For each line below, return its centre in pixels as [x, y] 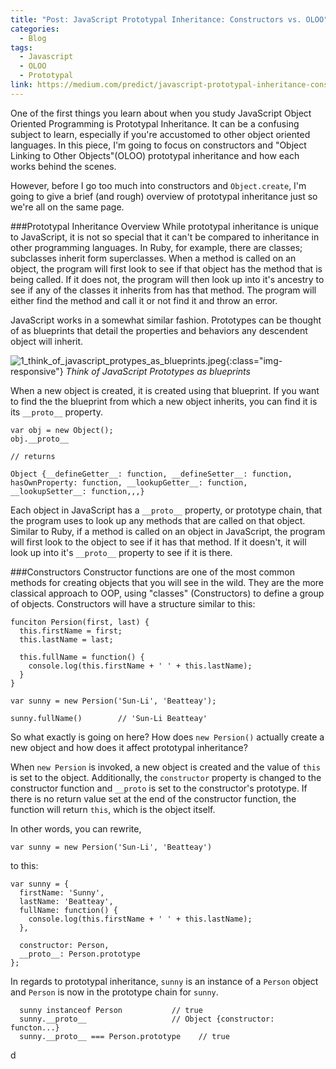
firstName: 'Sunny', [62, 892]
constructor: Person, [64, 945]
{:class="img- [254, 360]
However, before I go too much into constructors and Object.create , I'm [158, 185]
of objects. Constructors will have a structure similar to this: [133, 603]
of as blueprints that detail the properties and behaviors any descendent [159, 330]
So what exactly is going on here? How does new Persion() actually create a [167, 737]
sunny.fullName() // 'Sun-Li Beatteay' [109, 718]
